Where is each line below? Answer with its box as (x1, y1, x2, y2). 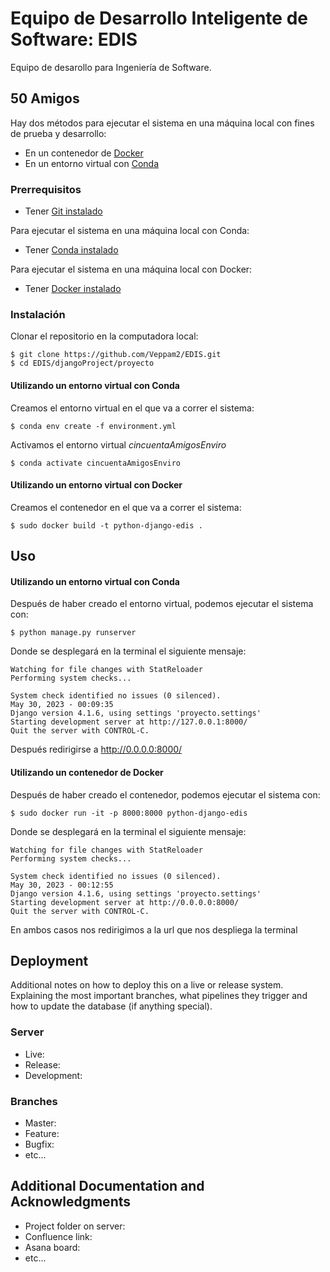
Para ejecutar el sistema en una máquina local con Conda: (10, 225, 250, 237)
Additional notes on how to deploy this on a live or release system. (10, 979, 284, 991)
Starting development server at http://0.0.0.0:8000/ (10, 897, 240, 907)
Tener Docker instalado (24, 283, 122, 295)
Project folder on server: (24, 1220, 126, 1232)
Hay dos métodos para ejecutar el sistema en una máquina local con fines (10, 117, 315, 129)
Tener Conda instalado (24, 244, 119, 256)
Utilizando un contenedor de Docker (10, 766, 164, 778)
